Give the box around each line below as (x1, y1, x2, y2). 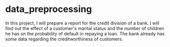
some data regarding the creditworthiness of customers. (5, 36, 123, 42)
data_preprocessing (5, 3, 92, 15)
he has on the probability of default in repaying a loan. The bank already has (5, 30, 165, 36)
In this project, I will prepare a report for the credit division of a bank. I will (5, 20, 160, 26)
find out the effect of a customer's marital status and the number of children (5, 25, 164, 31)
